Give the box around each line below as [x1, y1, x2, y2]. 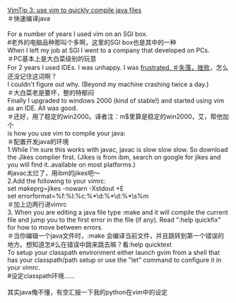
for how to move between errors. [7, 223, 104, 231]
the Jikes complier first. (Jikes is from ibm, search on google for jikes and [7, 153, 221, 161]
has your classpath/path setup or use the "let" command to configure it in [7, 256, 222, 264]
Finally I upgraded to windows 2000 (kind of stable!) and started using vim [7, 97, 225, 105]
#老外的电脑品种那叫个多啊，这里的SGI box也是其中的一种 [7, 38, 177, 47]
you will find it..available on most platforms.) [7, 160, 136, 169]
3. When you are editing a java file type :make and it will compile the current [7, 208, 228, 216]
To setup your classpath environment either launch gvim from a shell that [7, 249, 220, 256]
